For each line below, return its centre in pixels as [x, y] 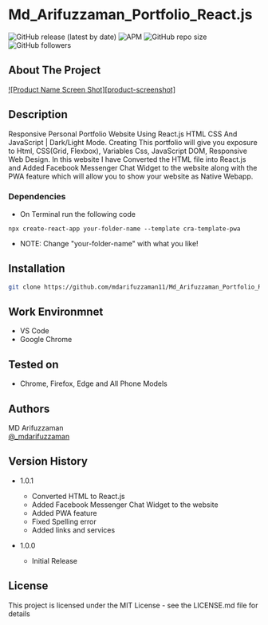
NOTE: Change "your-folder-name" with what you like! [109, 243]
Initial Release [55, 560]
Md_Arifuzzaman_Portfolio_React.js [130, 15]
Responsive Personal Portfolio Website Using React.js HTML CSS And [123, 134]
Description [38, 114]
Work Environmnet [56, 311]
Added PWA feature [64, 513]
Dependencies [37, 197]
